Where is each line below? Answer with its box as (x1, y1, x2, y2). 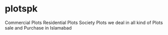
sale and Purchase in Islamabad (5, 24, 72, 30)
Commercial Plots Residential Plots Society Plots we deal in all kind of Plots (5, 19, 163, 25)
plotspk (5, 3, 38, 14)
